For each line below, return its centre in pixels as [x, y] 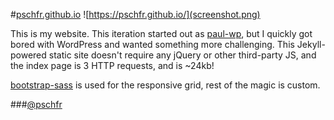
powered [28, 55]
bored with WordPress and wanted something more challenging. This [152, 44]
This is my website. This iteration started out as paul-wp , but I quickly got [161, 33]
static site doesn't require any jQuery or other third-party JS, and [182, 55]
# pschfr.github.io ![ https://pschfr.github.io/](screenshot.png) [135, 14]
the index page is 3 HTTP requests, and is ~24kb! [112, 65]
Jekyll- [311, 44]
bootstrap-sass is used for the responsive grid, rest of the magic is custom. [165, 85]
